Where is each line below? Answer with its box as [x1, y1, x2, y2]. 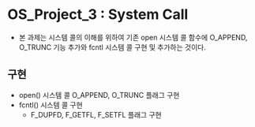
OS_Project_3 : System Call [7, 6, 189, 24]
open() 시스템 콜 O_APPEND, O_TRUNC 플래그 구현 [18, 90, 180, 99]
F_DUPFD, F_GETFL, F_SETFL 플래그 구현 [30, 110, 163, 119]
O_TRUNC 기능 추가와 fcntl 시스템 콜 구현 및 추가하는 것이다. [18, 42, 206, 52]
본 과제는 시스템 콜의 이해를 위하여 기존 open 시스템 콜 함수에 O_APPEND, [18, 32, 248, 42]
